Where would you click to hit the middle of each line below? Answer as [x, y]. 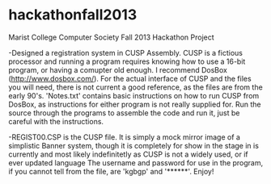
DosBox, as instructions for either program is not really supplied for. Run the [135, 104]
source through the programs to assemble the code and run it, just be [124, 113]
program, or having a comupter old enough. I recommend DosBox [118, 69]
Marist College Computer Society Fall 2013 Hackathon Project [111, 37]
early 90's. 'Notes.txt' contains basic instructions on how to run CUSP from [134, 95]
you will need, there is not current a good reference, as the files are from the [135, 87]
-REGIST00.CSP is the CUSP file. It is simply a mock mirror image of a [125, 137]
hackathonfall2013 [73, 15]
